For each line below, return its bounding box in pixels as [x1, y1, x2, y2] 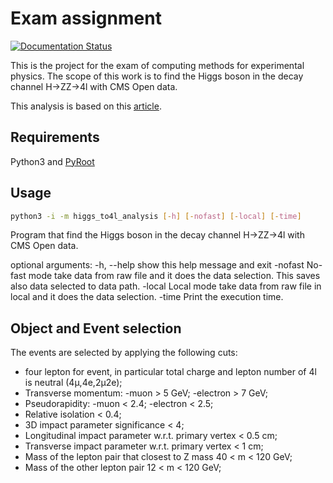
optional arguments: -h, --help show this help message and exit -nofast [10, 259, 305, 271]
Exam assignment [10, 7, 162, 30]
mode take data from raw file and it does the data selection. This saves [28, 270, 321, 282]
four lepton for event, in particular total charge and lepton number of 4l [24, 366, 317, 378]
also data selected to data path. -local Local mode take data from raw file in [10, 280, 322, 292]
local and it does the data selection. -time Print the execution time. [10, 291, 284, 303]
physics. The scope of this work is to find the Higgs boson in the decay [10, 70, 304, 82]
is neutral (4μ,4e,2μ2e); [24, 377, 123, 389]
